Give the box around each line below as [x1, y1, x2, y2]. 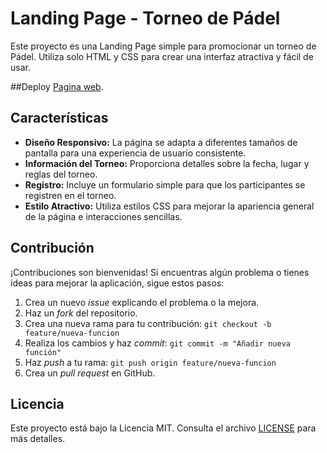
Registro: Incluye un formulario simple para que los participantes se [24, 178, 306, 191]
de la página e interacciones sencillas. [24, 210, 183, 222]
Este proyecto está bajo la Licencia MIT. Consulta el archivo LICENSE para [10, 422, 317, 434]
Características [10, 110, 109, 127]
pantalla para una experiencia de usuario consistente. [24, 147, 247, 159]
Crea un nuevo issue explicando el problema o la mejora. [24, 296, 260, 308]
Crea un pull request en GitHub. [24, 367, 156, 379]
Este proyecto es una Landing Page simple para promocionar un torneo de [10, 40, 317, 52]
